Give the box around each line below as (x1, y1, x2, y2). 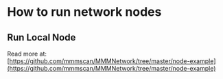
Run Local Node (7, 32, 76, 43)
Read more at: (7, 49, 47, 58)
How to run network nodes (7, 4, 162, 20)
